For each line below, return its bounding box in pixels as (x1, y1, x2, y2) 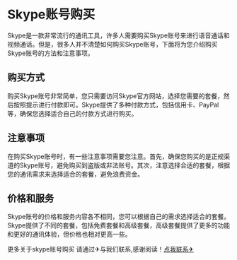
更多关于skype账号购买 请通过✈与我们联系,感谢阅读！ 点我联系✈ (7, 245, 195, 254)
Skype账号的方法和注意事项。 (7, 49, 94, 57)
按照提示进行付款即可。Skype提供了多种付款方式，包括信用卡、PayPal (13, 100, 219, 109)
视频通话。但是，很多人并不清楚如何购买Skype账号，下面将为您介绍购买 (7, 40, 218, 48)
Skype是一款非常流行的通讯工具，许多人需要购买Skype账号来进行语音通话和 (7, 31, 230, 40)
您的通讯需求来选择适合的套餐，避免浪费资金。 (7, 170, 144, 178)
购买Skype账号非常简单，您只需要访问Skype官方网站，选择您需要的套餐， (7, 91, 224, 100)
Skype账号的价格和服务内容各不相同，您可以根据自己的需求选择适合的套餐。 (7, 213, 231, 221)
